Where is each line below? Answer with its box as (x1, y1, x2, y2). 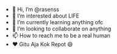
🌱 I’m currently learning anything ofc (12, 19, 104, 25)
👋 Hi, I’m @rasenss (12, 6, 59, 13)
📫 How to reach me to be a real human (12, 32, 111, 39)
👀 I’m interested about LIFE (12, 12, 80, 19)
